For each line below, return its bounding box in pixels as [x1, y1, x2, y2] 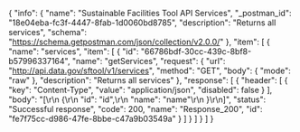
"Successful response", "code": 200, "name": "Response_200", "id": [8, 104, 263, 114]
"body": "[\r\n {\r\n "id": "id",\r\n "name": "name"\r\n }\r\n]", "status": [8, 94, 267, 105]
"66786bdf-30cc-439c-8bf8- [140, 46, 252, 57]
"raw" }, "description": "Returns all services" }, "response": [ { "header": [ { [8, 75, 288, 85]
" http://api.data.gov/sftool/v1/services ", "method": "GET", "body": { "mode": [8, 65, 291, 76]
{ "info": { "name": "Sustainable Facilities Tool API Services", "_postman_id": [8, 8, 292, 18]
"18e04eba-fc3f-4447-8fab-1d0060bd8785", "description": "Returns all [8, 17, 277, 28]
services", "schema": [8, 27, 88, 37]
